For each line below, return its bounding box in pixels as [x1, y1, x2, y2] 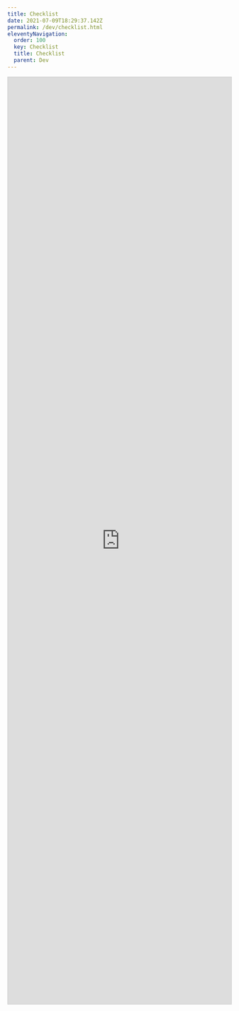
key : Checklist [13, 43, 59, 50]
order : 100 [13, 37, 46, 44]
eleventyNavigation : [7, 30, 69, 38]
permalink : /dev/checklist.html [7, 23, 103, 31]
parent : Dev [13, 57, 50, 64]
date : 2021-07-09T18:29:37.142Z [7, 17, 103, 24]
